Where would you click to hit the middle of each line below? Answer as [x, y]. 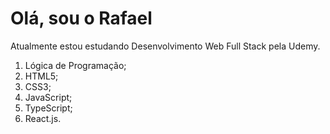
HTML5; [41, 76]
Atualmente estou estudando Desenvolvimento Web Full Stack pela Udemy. [165, 46]
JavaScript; [48, 97]
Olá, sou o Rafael [81, 18]
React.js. [43, 118]
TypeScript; [48, 108]
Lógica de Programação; [75, 65]
